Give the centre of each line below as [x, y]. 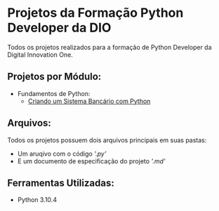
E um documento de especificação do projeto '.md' [91, 161]
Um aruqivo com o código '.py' [62, 154]
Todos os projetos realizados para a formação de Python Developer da [109, 47]
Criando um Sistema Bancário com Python [89, 101]
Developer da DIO [59, 28]
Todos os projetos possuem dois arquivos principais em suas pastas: [107, 140]
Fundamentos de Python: [54, 93]
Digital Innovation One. [40, 55]
